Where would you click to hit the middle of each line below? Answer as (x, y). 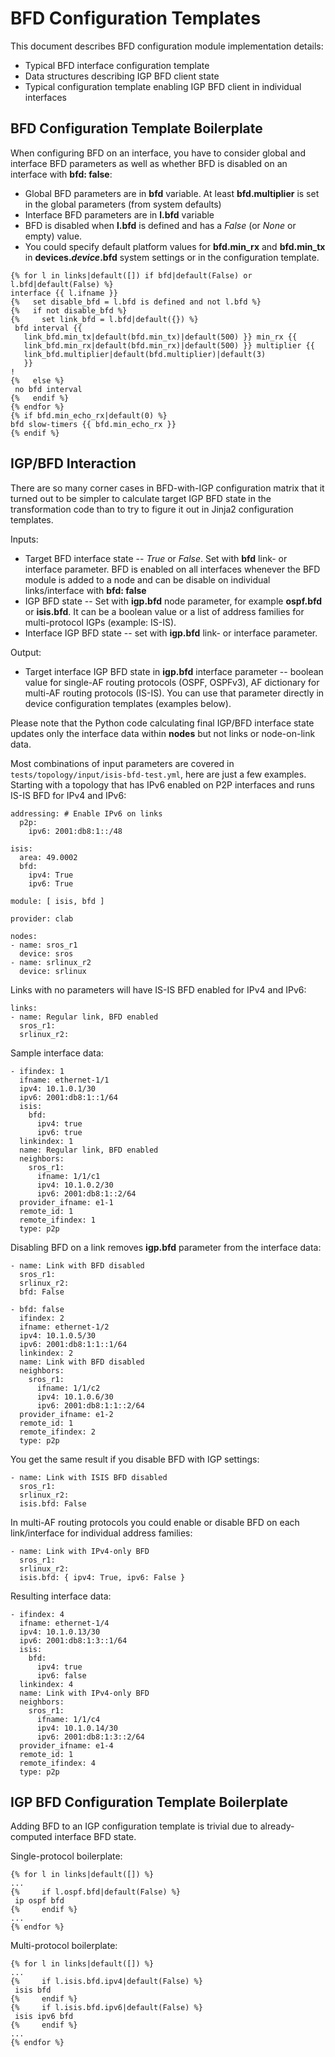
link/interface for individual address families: (101, 1533)
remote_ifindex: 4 (58, 1763)
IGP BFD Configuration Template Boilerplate (149, 1802)
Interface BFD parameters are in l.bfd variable (119, 214)
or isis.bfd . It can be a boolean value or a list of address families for (164, 611)
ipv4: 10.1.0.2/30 (75, 1185)
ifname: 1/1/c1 (68, 1176)
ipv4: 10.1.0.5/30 (58, 1335)
